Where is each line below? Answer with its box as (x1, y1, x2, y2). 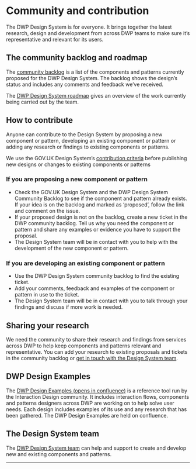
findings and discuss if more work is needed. (14, 304, 123, 311)
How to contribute (6, 115, 73, 125)
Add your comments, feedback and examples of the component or (14, 285, 175, 292)
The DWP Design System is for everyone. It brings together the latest (6, 23, 172, 30)
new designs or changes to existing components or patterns (6, 161, 150, 168)
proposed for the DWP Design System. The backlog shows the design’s (6, 74, 178, 81)
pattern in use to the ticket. (14, 291, 80, 298)
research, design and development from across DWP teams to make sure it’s (6, 29, 190, 36)
